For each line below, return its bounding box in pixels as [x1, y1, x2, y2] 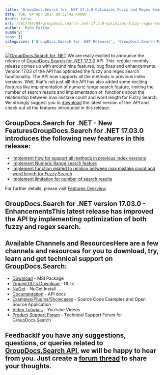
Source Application [12, 301, 51, 307]
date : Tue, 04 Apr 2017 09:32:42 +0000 [5, 12, 87, 17]
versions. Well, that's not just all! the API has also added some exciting [5, 79, 147, 84]
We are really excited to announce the [67, 53, 144, 58]
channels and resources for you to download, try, [5, 247, 159, 255]
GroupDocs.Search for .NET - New [5, 119, 113, 128]
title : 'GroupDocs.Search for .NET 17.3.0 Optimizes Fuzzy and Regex [5, 7, 151, 12]
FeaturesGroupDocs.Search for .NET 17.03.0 [5, 127, 144, 135]
